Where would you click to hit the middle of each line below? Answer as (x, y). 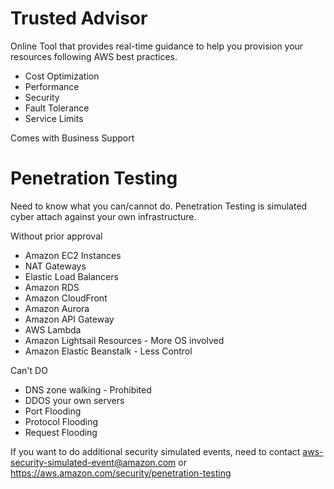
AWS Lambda (53, 329)
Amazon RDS (52, 287)
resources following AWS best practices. (94, 56)
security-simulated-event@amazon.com (93, 462)
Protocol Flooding (61, 421)
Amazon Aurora (57, 308)
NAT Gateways (55, 266)
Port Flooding (53, 411)
